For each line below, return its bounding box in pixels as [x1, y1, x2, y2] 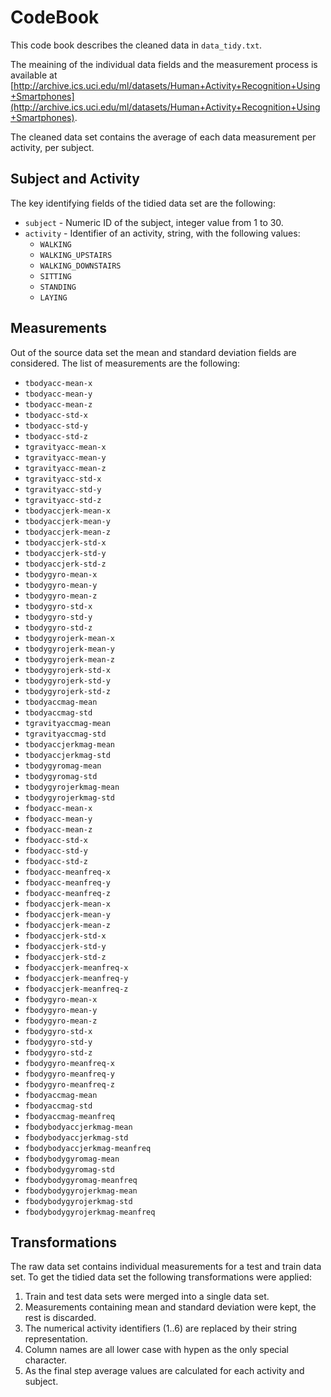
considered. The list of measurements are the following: [10, 357, 241, 369]
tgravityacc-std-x [24, 474, 102, 484]
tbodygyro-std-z [24, 622, 93, 633]
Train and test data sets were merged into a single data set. [24, 1291, 270, 1303]
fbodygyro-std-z [24, 1047, 93, 1058]
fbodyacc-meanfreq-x [24, 867, 111, 877]
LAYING [39, 292, 68, 303]
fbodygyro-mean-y [24, 1005, 98, 1015]
